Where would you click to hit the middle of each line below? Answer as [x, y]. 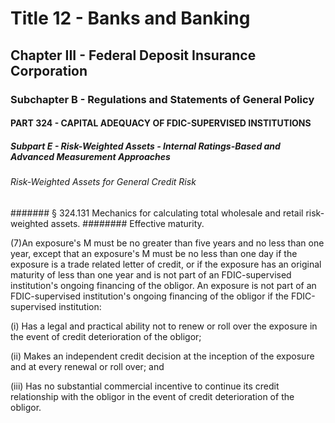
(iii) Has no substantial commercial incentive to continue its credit [145, 386]
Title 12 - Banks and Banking [130, 18]
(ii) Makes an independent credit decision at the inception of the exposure [162, 356]
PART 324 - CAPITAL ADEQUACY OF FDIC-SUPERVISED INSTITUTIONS [161, 123]
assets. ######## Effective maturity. [127, 223]
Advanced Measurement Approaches [90, 156]
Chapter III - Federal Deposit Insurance [133, 55]
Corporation [49, 70]
